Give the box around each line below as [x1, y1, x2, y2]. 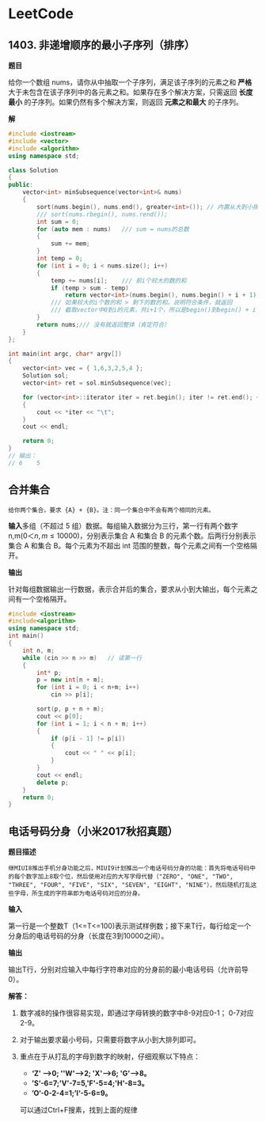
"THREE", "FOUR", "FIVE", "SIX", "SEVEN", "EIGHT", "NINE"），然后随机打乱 [8, 881, 252, 889]
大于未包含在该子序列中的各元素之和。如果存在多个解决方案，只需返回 [8, 88, 237, 97]
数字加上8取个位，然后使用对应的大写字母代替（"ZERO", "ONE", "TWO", [25, 873, 234, 881]
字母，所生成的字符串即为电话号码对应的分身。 [13, 889, 144, 898]
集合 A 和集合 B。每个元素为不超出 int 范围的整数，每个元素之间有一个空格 [8, 540, 251, 550]
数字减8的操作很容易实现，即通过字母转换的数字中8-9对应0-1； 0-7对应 [19, 1008, 255, 1018]
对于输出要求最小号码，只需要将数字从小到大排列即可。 [19, 1035, 200, 1044]
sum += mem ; [50, 240, 90, 248]
